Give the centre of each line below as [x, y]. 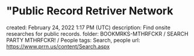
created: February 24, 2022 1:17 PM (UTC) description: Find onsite [88, 27]
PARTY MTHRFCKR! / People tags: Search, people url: [73, 40]
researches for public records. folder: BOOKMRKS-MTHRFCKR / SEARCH [97, 33]
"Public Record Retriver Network [90, 11]
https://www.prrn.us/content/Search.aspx [58, 46]
